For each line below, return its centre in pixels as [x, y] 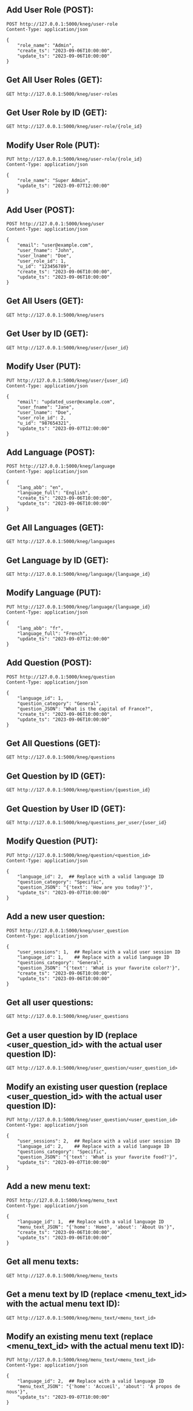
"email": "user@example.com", [56, 245]
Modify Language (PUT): [54, 593]
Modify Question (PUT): [52, 842]
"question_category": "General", [59, 703]
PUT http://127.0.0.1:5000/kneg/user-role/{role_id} [74, 159]
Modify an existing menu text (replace [80, 1336]
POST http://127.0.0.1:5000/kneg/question [61, 677]
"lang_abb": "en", [40, 488]
